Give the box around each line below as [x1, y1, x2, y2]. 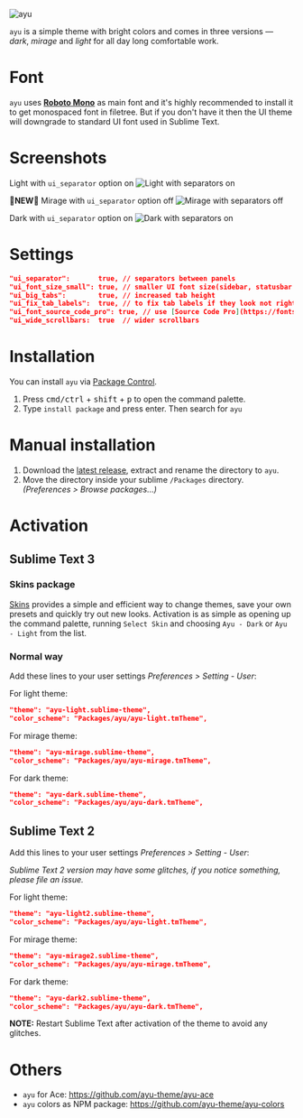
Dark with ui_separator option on [9, 212, 133, 223]
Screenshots [9, 148, 107, 169]
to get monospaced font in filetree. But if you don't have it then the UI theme [9, 106, 293, 117]
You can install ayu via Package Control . [9, 376, 158, 387]
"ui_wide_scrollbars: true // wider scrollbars [9, 316, 200, 325]
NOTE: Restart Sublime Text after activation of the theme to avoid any [9, 1018, 268, 1029]
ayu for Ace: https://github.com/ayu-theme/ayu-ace [22, 1089, 215, 1100]
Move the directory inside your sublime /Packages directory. [22, 474, 244, 485]
